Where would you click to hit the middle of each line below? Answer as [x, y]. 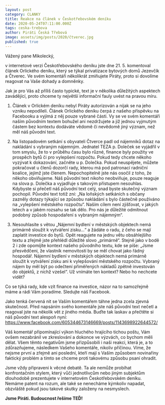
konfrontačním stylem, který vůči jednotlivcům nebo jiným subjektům [75, 373]
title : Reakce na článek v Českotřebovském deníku [58, 19]
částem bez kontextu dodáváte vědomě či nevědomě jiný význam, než [83, 126]
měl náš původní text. [34, 132]
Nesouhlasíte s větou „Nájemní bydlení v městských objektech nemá [82, 224]
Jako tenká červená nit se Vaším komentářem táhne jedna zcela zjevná [77, 301]
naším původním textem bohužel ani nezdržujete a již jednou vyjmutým [84, 121]
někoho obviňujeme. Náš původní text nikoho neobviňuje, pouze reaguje [85, 178]
